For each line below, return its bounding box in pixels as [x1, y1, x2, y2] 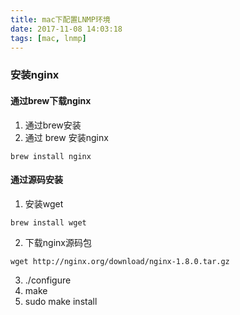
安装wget [24, 197, 64, 210]
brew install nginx [10, 151, 92, 161]
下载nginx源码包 [24, 236, 92, 248]
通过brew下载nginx [10, 94, 92, 106]
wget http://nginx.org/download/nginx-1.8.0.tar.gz [10, 256, 230, 266]
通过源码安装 [10, 174, 63, 186]
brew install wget [10, 217, 87, 228]
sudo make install [24, 295, 98, 307]
